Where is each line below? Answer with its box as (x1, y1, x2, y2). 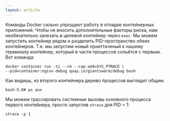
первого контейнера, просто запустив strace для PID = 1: (5, 102, 130, 108)
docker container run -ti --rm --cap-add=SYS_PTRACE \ (5, 64, 125, 69)
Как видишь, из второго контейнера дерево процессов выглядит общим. (5, 77, 165, 83)
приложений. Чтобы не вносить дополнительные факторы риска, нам (5, 27, 158, 33)
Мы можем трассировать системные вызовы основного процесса (5, 96, 151, 102)
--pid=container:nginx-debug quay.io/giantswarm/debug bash (5, 68, 136, 74)
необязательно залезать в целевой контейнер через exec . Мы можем (5, 32, 157, 38)
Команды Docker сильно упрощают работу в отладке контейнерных (5, 21, 154, 28)
